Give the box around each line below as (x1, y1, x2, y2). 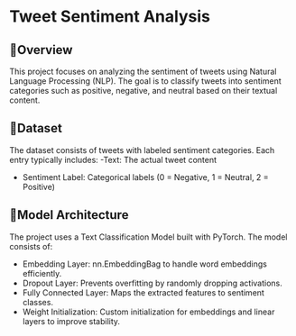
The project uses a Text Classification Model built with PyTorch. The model (9, 232, 288, 242)
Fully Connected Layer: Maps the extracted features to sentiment (22, 286, 264, 298)
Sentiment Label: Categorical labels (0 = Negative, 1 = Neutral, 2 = (22, 171, 269, 182)
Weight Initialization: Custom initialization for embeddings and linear (22, 306, 275, 317)
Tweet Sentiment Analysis (9, 6, 210, 27)
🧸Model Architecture (9, 207, 129, 222)
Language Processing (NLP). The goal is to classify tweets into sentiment (9, 76, 282, 86)
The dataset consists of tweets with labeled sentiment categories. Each (9, 144, 275, 155)
